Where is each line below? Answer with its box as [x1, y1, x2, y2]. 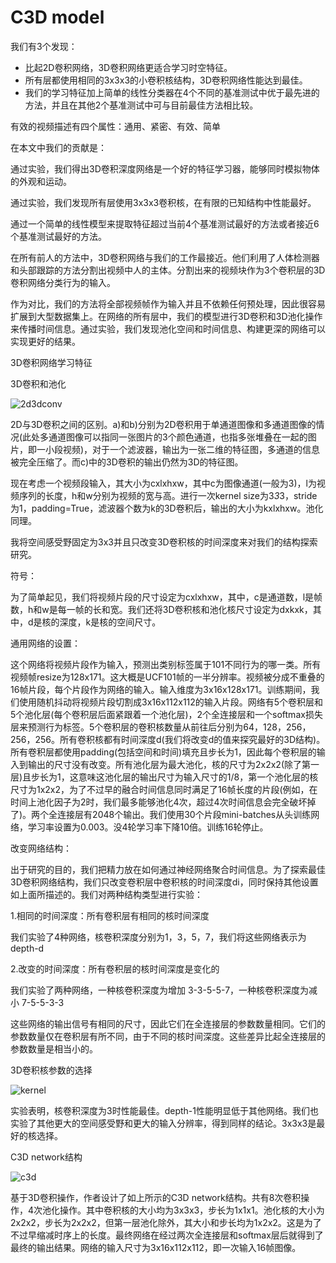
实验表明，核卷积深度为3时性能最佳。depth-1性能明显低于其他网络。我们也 [10, 1104, 319, 1116]
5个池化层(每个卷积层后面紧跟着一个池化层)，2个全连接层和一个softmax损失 [10, 708, 323, 720]
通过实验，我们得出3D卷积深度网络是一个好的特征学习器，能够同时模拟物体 [10, 162, 320, 175]
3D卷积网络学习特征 [10, 356, 93, 368]
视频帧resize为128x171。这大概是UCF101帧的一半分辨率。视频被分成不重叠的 [10, 671, 325, 683]
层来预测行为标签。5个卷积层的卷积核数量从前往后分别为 [10, 721, 244, 733]
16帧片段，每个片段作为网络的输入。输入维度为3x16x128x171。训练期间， [10, 683, 312, 695]
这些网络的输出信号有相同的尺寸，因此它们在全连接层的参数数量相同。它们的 [10, 1017, 326, 1030]
